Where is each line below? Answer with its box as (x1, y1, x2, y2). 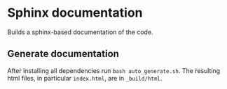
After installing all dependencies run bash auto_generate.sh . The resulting (7, 66, 221, 74)
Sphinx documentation (7, 5, 143, 21)
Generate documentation (7, 48, 119, 60)
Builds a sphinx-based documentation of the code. (7, 28, 153, 36)
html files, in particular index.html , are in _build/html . (7, 74, 163, 82)
